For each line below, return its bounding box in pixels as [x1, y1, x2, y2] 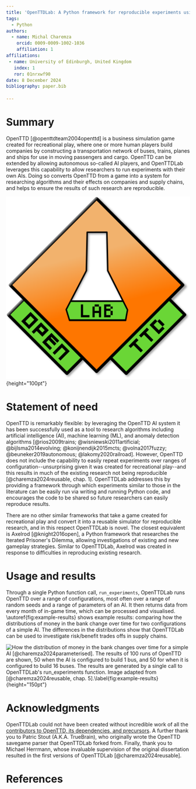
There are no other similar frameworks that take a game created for [6, 512, 168, 519]
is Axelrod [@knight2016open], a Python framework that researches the [6, 530, 179, 538]
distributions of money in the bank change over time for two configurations [6, 620, 187, 627]
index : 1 [13, 65, 35, 71]
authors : [6, 28, 27, 34]
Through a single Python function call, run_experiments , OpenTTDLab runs [6, 588, 185, 596]
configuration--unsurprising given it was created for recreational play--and [6, 463, 187, 470]
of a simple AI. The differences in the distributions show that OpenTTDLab [6, 626, 184, 633]
